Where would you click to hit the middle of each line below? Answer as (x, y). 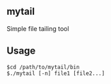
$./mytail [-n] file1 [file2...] (56, 73)
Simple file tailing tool (38, 28)
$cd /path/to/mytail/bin (43, 67)
